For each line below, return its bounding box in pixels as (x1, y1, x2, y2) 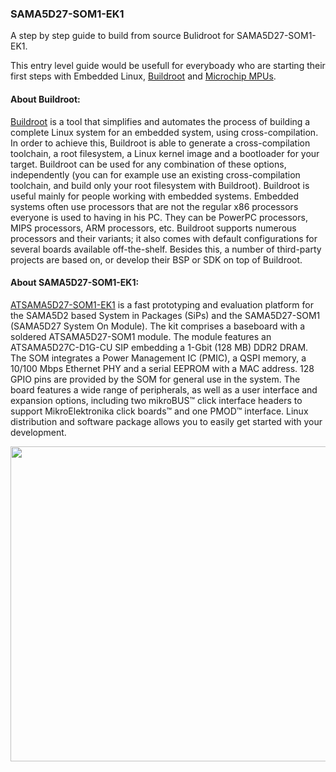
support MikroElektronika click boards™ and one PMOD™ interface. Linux (10, 405, 309, 417)
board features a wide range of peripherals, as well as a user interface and (10, 383, 318, 396)
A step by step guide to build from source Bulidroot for (10, 30, 235, 42)
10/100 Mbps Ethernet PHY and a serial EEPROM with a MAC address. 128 (10, 362, 315, 374)
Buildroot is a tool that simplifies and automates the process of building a (10, 115, 311, 127)
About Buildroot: (10, 93, 81, 105)
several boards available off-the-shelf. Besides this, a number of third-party (10, 243, 322, 255)
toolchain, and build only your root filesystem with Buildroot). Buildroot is (10, 179, 310, 191)
